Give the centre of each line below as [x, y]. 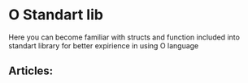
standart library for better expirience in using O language [104, 45]
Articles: [31, 71]
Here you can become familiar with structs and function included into [124, 37]
